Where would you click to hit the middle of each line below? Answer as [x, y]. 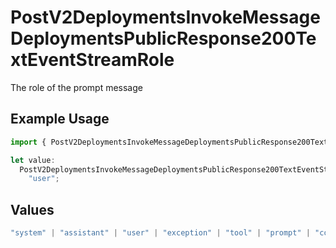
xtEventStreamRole [92, 60]
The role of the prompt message [76, 87]
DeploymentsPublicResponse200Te [163, 38]
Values [32, 209]
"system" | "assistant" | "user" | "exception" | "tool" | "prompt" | [160, 233]
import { [28, 142]
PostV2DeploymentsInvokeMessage [165, 17]
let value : [33, 160]
